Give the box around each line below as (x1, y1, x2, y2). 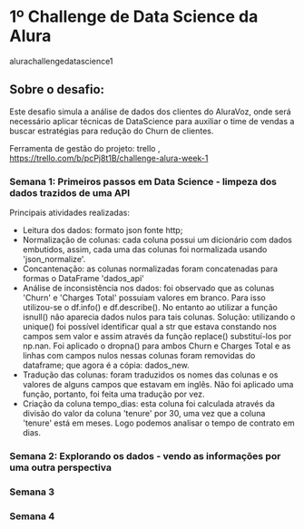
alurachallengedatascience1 (9, 55, 113, 66)
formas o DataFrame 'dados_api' (22, 273, 145, 284)
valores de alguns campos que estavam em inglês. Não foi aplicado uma (22, 379, 294, 390)
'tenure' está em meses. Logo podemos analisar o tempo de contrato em (22, 417, 295, 428)
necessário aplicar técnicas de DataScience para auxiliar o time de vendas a (9, 115, 295, 126)
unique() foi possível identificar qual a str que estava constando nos (22, 321, 277, 332)
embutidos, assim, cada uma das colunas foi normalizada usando (22, 244, 268, 255)
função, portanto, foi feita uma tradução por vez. (22, 388, 205, 400)
